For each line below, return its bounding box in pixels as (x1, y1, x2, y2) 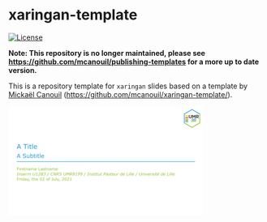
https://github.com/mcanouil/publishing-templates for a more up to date (8, 57, 260, 66)
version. (8, 65, 37, 75)
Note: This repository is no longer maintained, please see (8, 48, 205, 58)
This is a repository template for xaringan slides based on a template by (8, 81, 248, 91)
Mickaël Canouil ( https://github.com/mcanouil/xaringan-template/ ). (8, 89, 233, 99)
